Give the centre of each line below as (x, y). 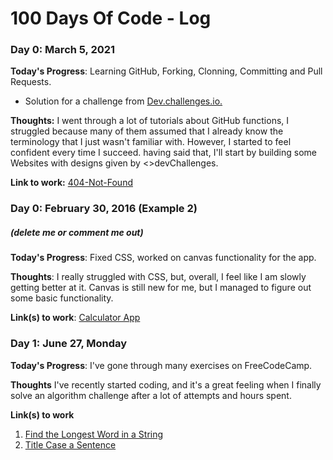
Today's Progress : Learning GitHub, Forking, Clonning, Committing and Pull (166, 71)
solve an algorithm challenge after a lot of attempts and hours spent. (151, 395)
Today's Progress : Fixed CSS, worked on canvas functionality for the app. (163, 258)
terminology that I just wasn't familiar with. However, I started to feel (151, 142)
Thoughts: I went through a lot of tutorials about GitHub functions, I (150, 121)
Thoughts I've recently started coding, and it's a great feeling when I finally (166, 384)
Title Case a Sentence (70, 444)
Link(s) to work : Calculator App (75, 318)
